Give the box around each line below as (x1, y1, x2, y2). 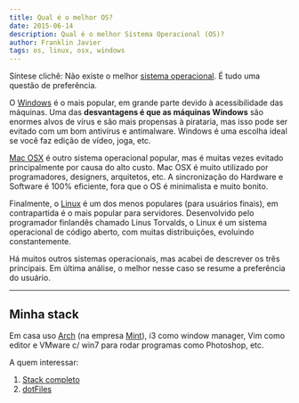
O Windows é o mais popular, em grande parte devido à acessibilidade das (9, 97, 284, 108)
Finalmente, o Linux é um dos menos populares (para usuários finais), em (9, 198, 279, 210)
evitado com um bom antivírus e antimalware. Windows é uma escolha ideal (9, 126, 287, 136)
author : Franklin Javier (9, 37, 101, 47)
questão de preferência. (9, 80, 98, 91)
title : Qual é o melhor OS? (9, 12, 114, 22)
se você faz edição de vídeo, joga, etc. (9, 136, 151, 146)
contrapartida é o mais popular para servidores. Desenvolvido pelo (9, 208, 255, 218)
